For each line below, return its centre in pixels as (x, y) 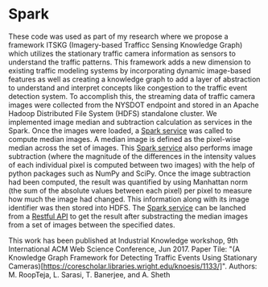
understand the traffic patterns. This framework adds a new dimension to (130, 62)
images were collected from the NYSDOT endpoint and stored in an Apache (134, 105)
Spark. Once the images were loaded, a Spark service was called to (121, 131)
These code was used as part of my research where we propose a (118, 36)
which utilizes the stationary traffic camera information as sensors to (122, 53)
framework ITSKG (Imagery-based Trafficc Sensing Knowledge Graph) (126, 44)
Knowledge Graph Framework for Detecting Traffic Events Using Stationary (133, 257)
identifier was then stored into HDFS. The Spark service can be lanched (128, 207)
